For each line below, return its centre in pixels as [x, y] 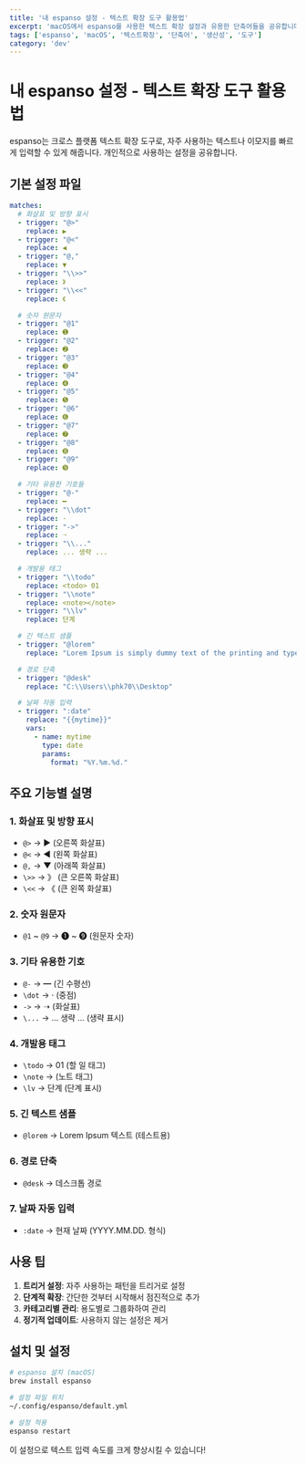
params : [56, 753]
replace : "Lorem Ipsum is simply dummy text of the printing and [153, 653]
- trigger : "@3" [48, 358]
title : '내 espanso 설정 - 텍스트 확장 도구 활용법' [99, 18]
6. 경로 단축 [33, 1161]
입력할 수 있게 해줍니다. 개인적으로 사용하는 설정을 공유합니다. [128, 152]
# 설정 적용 [28, 1422]
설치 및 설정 [40, 1351]
